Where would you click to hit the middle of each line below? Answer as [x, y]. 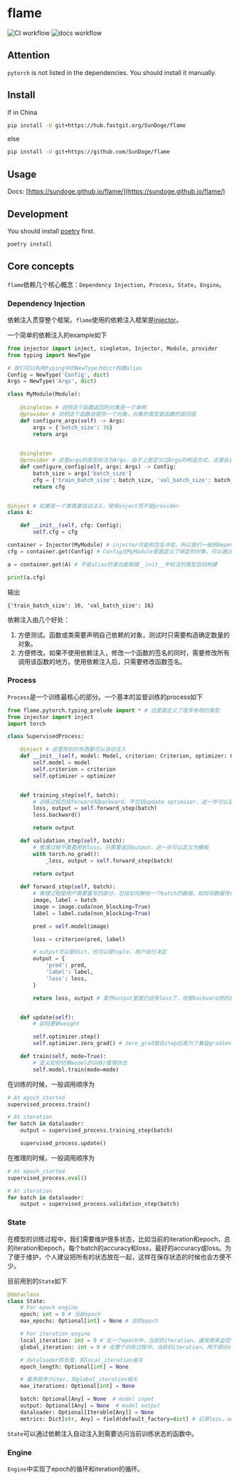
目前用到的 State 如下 [37, 1281]
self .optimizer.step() [67, 1037]
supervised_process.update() [63, 1144]
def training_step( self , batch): [70, 795]
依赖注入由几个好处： [38, 620]
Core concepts [41, 267]
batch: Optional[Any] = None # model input [87, 1399]
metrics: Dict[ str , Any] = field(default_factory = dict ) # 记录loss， [124, 1419]
